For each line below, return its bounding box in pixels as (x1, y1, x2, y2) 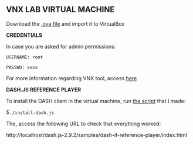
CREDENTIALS (6, 32, 43, 39)
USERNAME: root (6, 54, 43, 60)
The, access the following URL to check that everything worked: (6, 120, 161, 127)
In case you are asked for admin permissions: (6, 43, 116, 50)
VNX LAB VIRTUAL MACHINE (6, 5, 115, 15)
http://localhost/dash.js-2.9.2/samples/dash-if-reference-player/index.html (6, 131, 188, 138)
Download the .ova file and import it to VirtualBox (6, 20, 125, 27)
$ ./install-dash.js (6, 108, 55, 116)
